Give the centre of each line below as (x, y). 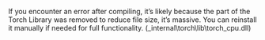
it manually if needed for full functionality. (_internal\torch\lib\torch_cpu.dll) (130, 28)
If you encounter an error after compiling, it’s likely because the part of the (129, 11)
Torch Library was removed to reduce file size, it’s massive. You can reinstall (132, 20)
